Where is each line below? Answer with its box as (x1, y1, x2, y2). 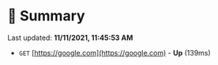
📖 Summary (7, 7, 85, 25)
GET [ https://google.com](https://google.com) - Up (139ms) (18, 48, 211, 57)
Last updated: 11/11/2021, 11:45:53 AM (7, 33, 133, 42)
